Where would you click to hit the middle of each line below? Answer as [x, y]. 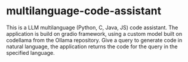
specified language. [30, 52]
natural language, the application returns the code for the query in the [92, 46]
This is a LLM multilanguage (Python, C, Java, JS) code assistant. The [92, 27]
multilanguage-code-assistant [84, 11]
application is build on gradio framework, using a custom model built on [94, 33]
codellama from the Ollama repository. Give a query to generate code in [94, 40]
